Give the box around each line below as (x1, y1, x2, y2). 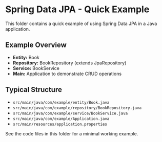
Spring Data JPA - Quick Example (5, 4, 150, 15)
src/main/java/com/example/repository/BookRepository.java (12, 105, 142, 110)
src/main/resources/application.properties (12, 122, 108, 127)
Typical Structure (5, 85, 63, 94)
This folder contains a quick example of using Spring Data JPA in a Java (5, 20, 157, 27)
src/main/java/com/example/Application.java (12, 116, 110, 121)
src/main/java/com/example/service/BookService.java (12, 111, 128, 116)
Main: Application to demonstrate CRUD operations (12, 70, 122, 77)
